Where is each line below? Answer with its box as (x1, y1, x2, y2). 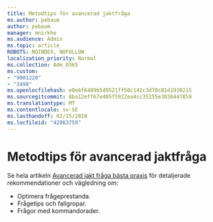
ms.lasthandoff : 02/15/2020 (7, 112, 88, 119)
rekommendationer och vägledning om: (7, 179, 119, 187)
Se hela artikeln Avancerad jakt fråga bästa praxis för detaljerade (7, 172, 191, 180)
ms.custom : (7, 68, 38, 74)
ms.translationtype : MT (7, 100, 76, 107)
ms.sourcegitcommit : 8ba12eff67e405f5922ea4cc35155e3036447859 (7, 94, 192, 101)
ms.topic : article (7, 42, 60, 49)
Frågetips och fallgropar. (16, 199, 87, 208)
